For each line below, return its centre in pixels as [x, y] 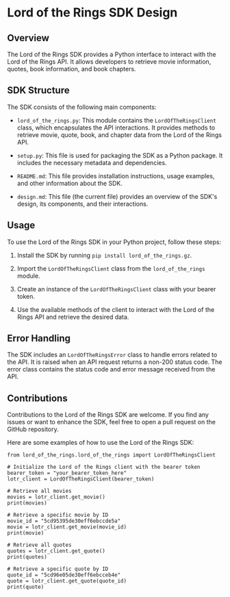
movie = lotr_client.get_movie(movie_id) [67, 527]
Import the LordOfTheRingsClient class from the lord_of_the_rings [111, 268]
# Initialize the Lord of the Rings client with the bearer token [104, 467]
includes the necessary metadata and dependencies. [92, 162]
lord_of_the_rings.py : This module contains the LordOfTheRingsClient [117, 120]
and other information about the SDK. [70, 183]
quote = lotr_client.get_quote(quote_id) [67, 581]
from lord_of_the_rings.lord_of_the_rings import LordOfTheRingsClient [111, 455]
